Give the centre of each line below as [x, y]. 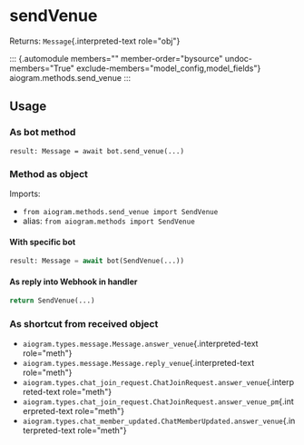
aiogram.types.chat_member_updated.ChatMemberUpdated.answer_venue [152, 422]
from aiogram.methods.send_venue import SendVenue [120, 212]
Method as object [49, 173]
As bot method [43, 133]
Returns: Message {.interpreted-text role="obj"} [95, 41]
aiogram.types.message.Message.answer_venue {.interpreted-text [140, 344]
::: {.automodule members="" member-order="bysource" [116, 58]
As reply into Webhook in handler [74, 282]
